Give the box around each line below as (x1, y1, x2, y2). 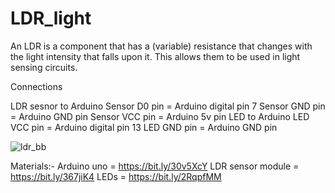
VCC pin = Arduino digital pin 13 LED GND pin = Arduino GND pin (10, 121, 278, 133)
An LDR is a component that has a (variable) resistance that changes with (10, 40, 313, 52)
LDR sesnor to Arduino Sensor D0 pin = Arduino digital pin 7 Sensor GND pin (10, 100, 326, 112)
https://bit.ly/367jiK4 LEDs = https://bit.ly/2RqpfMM (10, 170, 222, 182)
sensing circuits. (10, 61, 78, 73)
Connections (10, 80, 63, 92)
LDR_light (10, 7, 92, 30)
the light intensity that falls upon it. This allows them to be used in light (10, 50, 301, 62)
